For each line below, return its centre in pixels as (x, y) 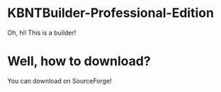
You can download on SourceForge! (59, 81)
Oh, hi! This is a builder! (42, 33)
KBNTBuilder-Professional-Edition (111, 13)
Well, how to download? (79, 61)
